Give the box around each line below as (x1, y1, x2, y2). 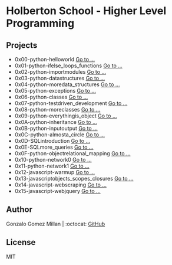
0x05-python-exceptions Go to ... (14, 87, 96, 94)
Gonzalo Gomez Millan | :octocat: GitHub (6, 220, 105, 227)
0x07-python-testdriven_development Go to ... (14, 100, 128, 107)
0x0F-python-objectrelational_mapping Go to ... (14, 150, 131, 157)
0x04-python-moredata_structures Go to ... (14, 81, 120, 88)
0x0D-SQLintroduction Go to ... (14, 138, 91, 144)
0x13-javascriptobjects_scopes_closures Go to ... (14, 175, 134, 182)
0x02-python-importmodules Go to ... (14, 68, 107, 75)
